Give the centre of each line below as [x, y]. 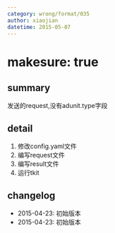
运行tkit [29, 173]
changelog [31, 195]
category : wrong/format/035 [49, 14]
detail [20, 128]
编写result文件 [38, 164]
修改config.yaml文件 [47, 146]
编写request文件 [41, 155]
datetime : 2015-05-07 [39, 27]
